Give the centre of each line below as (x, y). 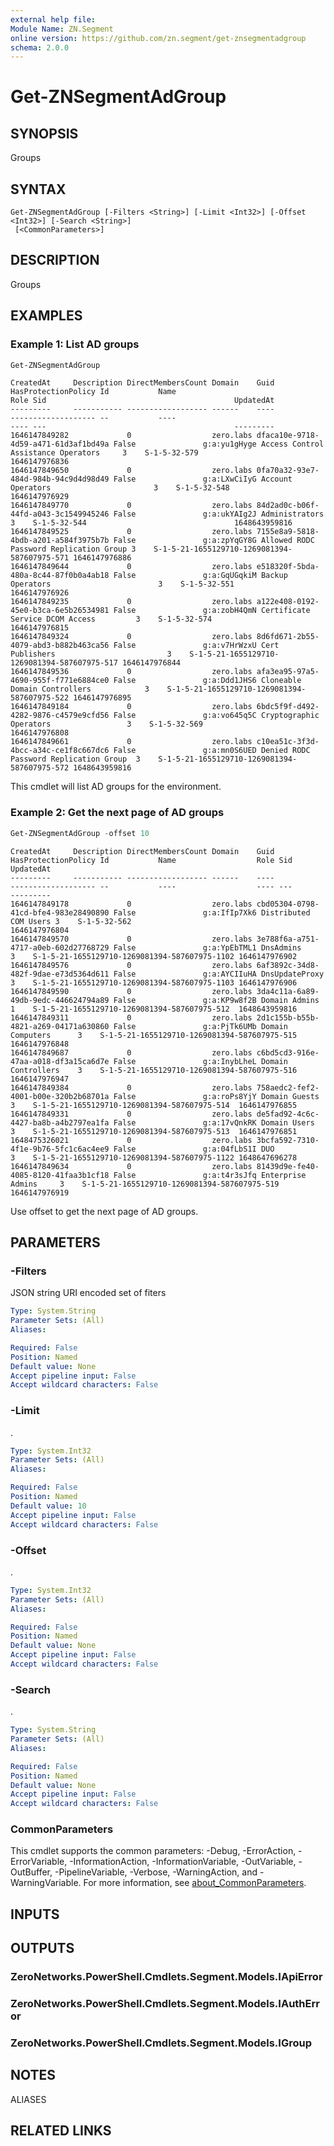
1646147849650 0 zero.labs (131, 471)
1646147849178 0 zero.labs (131, 904)
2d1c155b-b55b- (288, 1017)
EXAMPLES (46, 316)
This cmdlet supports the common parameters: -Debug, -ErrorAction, (153, 1851)
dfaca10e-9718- (288, 436)
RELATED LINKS (61, 2131)
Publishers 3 (91, 654)
